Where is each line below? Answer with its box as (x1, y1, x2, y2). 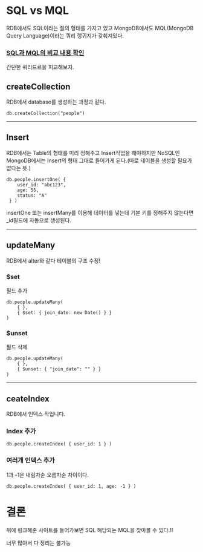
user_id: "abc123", (17, 182, 66, 188)
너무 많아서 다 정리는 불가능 (6, 539, 71, 547)
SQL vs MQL (6, 4, 69, 18)
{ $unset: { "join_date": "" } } (17, 366, 101, 372)
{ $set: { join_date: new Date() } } (17, 309, 112, 315)
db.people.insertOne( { (6, 176, 66, 182)
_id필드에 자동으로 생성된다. (6, 216, 71, 224)
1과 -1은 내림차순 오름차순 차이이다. (6, 471, 89, 478)
